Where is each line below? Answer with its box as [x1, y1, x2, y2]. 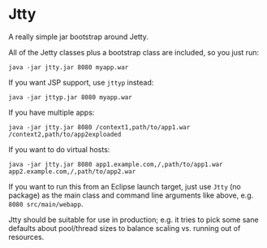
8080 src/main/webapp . [8, 198, 84, 208]
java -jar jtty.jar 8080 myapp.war [8, 63, 129, 72]
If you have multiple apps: [8, 107, 95, 117]
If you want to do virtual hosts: [8, 144, 110, 154]
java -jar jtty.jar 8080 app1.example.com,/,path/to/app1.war [8, 160, 223, 168]
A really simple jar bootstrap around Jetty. [8, 32, 149, 41]
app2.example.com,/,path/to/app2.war [8, 168, 136, 176]
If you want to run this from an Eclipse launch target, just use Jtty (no [8, 181, 242, 191]
